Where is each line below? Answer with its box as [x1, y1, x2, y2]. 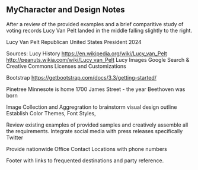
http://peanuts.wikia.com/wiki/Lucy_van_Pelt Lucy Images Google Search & [6, 56, 190, 63]
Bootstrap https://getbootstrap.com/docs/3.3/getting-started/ [6, 74, 157, 81]
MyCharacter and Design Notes [6, 5, 126, 15]
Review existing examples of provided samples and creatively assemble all [6, 121, 189, 128]
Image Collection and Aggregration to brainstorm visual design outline [6, 103, 177, 111]
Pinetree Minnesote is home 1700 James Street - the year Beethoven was [6, 86, 186, 93]
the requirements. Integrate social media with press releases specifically [6, 127, 183, 134]
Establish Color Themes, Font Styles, [6, 109, 96, 117]
